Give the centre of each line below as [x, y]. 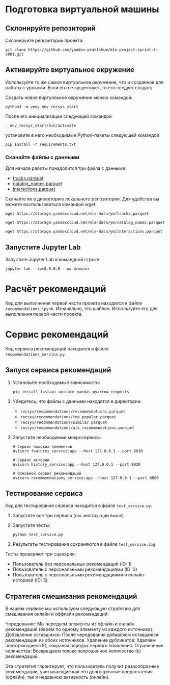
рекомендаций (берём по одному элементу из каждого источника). [79, 629]
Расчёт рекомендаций [56, 289]
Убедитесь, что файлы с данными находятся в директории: [77, 401]
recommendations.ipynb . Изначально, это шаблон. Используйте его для [81, 308]
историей [23, 580]
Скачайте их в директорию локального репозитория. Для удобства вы [82, 199]
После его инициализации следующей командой [59, 116]
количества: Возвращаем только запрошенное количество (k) [73, 651]
